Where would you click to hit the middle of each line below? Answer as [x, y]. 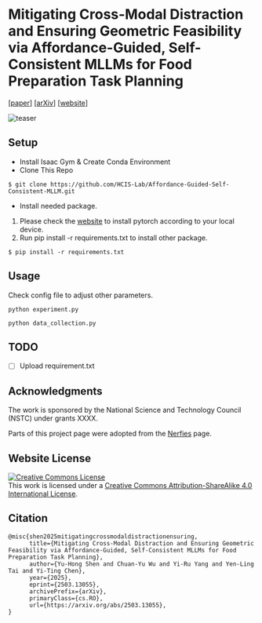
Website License [50, 458]
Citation [28, 518]
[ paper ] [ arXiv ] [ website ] [48, 103]
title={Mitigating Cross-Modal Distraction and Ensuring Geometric [142, 543]
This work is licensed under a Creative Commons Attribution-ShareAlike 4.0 [130, 486]
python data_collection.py [52, 323]
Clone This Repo [46, 169]
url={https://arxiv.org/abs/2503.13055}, [98, 605]
